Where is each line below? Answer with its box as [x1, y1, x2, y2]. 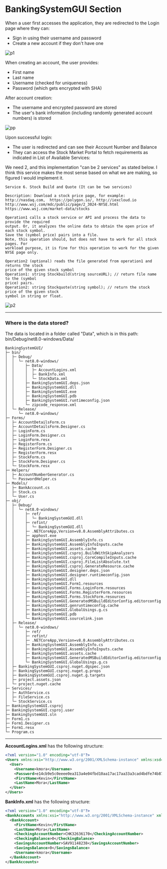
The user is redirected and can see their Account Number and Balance [12, 144, 158, 150]
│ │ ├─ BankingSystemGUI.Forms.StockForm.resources [5, 594, 126, 599]
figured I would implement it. [5, 174, 64, 180]
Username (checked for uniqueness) [12, 80, 88, 86]
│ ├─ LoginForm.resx [5, 437, 50, 442]
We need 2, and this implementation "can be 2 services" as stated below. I [5, 164, 158, 170]
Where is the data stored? [5, 319, 69, 326]
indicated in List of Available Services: [12, 155, 90, 161]
